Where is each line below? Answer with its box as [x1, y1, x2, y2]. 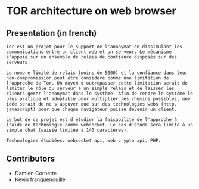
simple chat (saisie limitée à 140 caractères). [6, 127, 129, 133]
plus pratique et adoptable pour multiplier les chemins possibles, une [6, 96, 191, 102]
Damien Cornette [14, 169, 57, 176]
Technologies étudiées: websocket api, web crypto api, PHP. [6, 138, 161, 144]
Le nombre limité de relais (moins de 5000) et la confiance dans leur [6, 70, 188, 76]
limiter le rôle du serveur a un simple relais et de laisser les [6, 85, 175, 91]
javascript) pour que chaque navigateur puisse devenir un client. [6, 106, 178, 112]
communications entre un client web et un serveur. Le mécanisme [6, 49, 172, 55]
